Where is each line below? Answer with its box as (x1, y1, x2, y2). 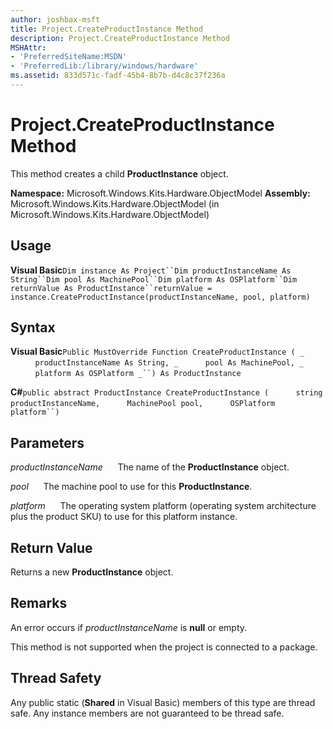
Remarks (10, 595, 68, 612)
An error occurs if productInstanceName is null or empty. (10, 621, 248, 633)
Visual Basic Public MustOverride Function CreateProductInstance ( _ (10, 346, 305, 358)
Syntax (10, 319, 56, 336)
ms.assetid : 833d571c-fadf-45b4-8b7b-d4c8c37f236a (10, 71, 226, 81)
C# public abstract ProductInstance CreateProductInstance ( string (10, 386, 323, 398)
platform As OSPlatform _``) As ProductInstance (34, 369, 242, 379)
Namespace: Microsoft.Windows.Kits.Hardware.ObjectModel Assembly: (10, 187, 311, 199)
